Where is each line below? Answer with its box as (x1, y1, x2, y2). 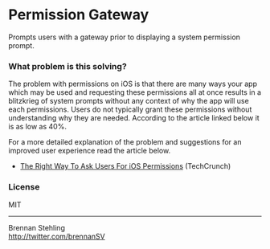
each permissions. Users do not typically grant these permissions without (8, 104, 252, 114)
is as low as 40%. (8, 122, 67, 132)
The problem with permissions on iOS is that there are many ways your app (8, 79, 257, 89)
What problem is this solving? (8, 60, 127, 71)
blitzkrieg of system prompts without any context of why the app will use (8, 96, 249, 106)
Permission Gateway (8, 6, 149, 24)
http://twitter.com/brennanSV (8, 231, 106, 241)
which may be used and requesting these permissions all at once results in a (8, 88, 262, 97)
